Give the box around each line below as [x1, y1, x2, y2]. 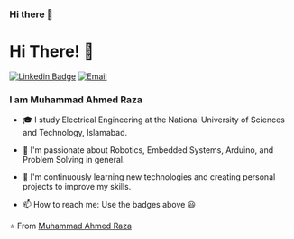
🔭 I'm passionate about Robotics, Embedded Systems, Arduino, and [22, 145, 273, 155]
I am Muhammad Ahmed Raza [9, 93, 142, 106]
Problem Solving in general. [22, 155, 125, 165]
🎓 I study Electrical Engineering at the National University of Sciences [22, 114, 286, 125]
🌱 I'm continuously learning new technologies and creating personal [22, 172, 276, 182]
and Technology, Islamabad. [22, 128, 128, 138]
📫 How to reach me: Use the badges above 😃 [22, 199, 197, 210]
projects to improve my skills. [22, 181, 132, 192]
